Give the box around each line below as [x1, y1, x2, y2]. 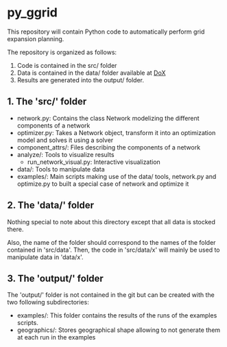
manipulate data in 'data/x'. [7, 252, 84, 261]
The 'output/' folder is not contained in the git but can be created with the [7, 291, 215, 299]
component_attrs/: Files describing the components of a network [16, 143, 201, 152]
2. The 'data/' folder [7, 200, 95, 211]
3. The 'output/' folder [7, 272, 104, 284]
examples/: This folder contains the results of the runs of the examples [16, 311, 217, 320]
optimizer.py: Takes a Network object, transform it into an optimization [16, 128, 216, 136]
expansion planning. [7, 34, 64, 43]
